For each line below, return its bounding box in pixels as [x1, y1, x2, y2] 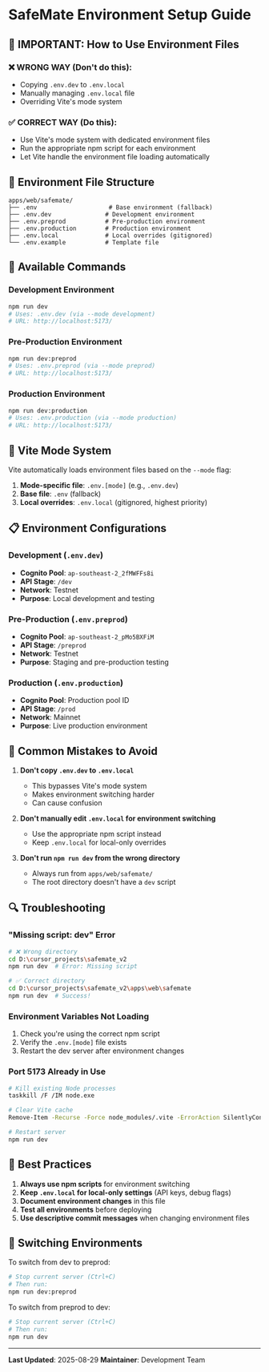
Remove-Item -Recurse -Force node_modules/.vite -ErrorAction [8, 1114, 220, 1122]
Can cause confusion [31, 798, 102, 808]
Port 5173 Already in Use [8, 1066, 106, 1077]
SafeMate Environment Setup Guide [8, 6, 251, 24]
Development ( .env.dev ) [8, 550, 104, 561]
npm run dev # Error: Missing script [8, 962, 138, 970]
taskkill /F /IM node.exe [8, 1092, 94, 1100]
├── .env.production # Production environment [8, 224, 192, 232]
